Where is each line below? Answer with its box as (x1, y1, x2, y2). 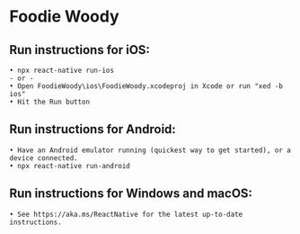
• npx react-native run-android (9, 161, 130, 170)
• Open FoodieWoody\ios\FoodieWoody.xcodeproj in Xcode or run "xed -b (9, 82, 283, 91)
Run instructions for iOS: (9, 42, 151, 58)
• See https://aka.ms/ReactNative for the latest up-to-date (9, 210, 243, 219)
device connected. (9, 153, 78, 163)
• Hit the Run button (9, 97, 91, 106)
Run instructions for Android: (9, 121, 177, 137)
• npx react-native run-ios (9, 66, 115, 75)
